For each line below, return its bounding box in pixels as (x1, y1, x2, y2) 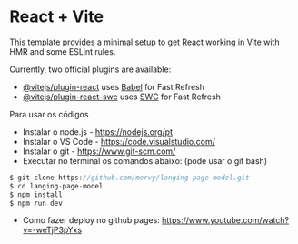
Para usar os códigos (9, 108, 89, 119)
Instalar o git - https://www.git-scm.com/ (22, 146, 176, 157)
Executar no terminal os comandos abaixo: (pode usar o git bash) (22, 155, 268, 166)
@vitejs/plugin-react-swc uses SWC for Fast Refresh (22, 91, 221, 102)
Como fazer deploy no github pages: (22, 215, 161, 226)
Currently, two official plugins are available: (9, 64, 172, 75)
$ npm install (9, 189, 64, 199)
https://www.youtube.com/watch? (162, 215, 289, 226)
